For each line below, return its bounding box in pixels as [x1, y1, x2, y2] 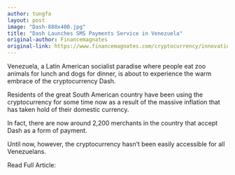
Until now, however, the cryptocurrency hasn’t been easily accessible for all [7, 140, 225, 148]
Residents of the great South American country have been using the [7, 90, 204, 99]
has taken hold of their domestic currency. [7, 106, 129, 113]
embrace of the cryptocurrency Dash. [7, 77, 116, 85]
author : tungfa [7, 10, 52, 17]
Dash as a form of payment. [7, 127, 87, 134]
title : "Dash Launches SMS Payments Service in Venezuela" [7, 29, 183, 37]
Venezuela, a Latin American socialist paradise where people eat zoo [7, 62, 206, 70]
